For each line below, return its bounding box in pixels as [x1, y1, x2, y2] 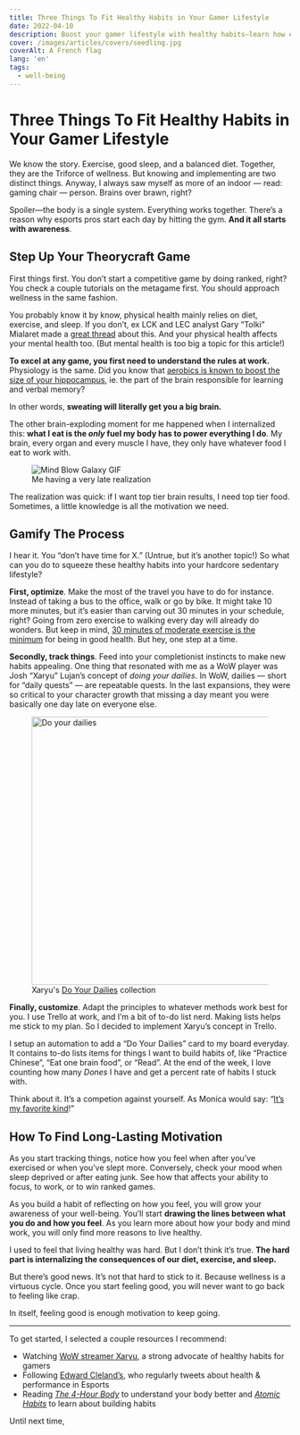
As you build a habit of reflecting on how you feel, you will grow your [9, 1199, 262, 1210]
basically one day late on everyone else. [9, 699, 157, 709]
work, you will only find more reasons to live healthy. [9, 1227, 203, 1238]
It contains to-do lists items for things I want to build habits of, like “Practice [9, 1048, 287, 1058]
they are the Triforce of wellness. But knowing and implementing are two [9, 167, 277, 179]
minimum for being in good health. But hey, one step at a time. [9, 634, 238, 645]
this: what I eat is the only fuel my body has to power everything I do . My [9, 428, 283, 438]
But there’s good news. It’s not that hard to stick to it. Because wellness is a [9, 1271, 286, 1282]
